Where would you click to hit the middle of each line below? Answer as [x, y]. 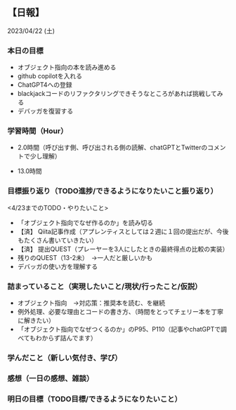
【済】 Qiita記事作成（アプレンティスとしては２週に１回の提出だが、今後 [123, 231]
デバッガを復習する [45, 111]
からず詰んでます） [69, 338]
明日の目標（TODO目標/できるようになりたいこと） [94, 399]
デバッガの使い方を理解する [58, 266]
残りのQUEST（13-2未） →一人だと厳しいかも [85, 257]
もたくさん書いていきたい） [58, 240]
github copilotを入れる [50, 76]
